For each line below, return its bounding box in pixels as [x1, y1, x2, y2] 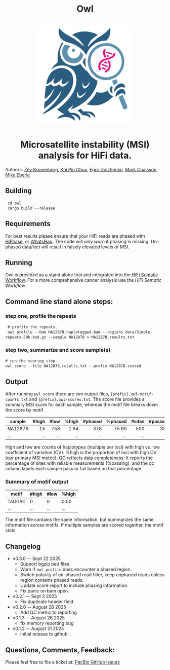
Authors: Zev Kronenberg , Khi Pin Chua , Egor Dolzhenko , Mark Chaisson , [5, 166, 158, 172]
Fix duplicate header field [20, 599, 73, 605]
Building [5, 187, 32, 195]
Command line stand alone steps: [5, 297, 113, 306]
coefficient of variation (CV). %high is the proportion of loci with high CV [5, 449, 157, 455]
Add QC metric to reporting [20, 609, 77, 616]
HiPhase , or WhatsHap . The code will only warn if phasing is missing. [5, 238, 150, 244]
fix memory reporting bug [20, 620, 74, 626]
